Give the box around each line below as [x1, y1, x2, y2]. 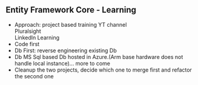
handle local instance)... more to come [14, 59, 110, 67]
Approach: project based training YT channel [14, 21, 127, 28]
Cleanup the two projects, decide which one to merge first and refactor [14, 66, 192, 73]
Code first [14, 40, 40, 47]
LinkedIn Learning [14, 33, 60, 41]
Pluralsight [14, 27, 42, 35]
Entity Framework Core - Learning [5, 5, 137, 15]
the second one [14, 72, 54, 80]
